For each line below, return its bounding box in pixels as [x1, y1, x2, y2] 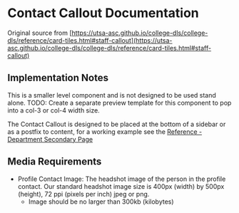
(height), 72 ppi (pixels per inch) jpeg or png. [17, 189, 150, 198]
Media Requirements [7, 155, 102, 168]
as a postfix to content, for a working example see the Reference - [7, 127, 202, 136]
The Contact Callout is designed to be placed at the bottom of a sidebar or [7, 120, 226, 128]
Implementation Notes [7, 72, 109, 84]
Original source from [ [7, 28, 73, 37]
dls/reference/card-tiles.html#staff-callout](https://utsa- [7, 36, 173, 44]
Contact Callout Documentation [7, 5, 200, 21]
